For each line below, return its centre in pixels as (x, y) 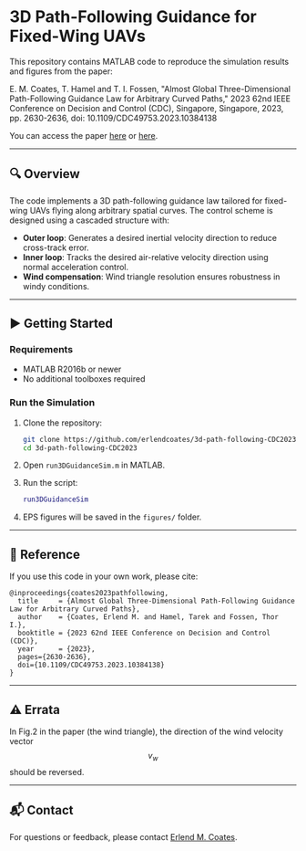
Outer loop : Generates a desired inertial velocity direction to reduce (150, 237)
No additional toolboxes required (84, 379)
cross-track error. (56, 247)
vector (21, 741)
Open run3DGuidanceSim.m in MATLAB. (94, 465)
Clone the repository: (62, 423)
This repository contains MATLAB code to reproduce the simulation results (149, 61)
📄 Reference (45, 554)
